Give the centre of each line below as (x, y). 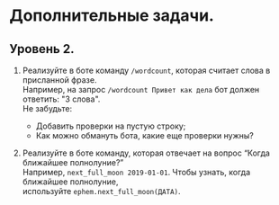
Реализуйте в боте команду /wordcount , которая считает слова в (146, 70)
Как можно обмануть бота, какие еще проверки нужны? (144, 135)
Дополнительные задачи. (112, 16)
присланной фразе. (59, 80)
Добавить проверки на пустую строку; (111, 126)
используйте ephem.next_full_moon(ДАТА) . (102, 191)
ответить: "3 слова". (61, 99)
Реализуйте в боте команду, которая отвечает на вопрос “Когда (146, 153)
